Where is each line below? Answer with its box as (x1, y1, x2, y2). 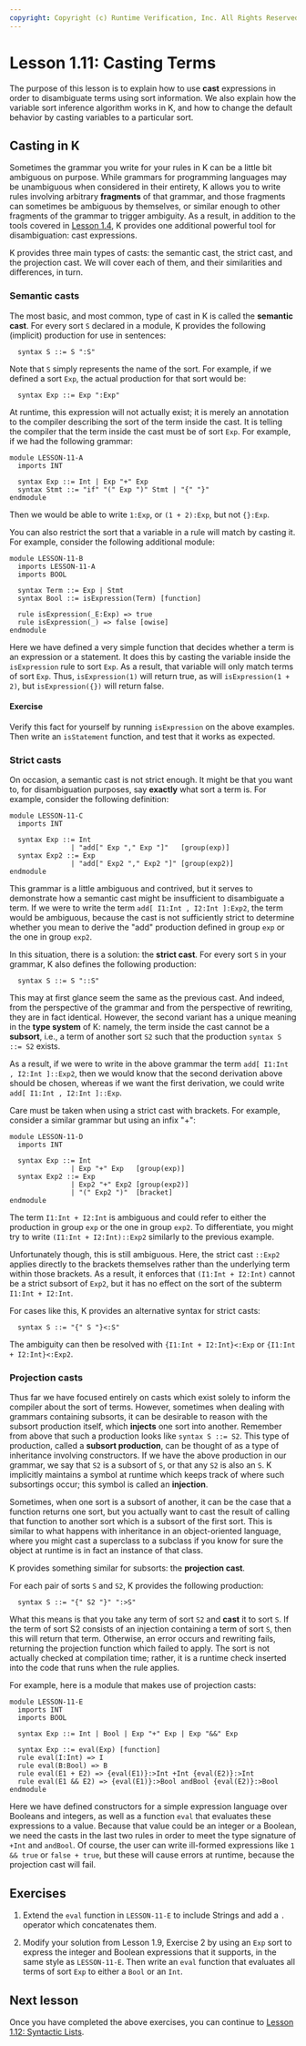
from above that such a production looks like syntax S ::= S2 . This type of (9, 1430, 290, 1441)
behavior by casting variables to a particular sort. (9, 111, 194, 123)
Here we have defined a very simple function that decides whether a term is (9, 641, 294, 652)
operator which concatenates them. (22, 1919, 158, 1930)
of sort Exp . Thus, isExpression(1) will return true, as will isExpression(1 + (9, 670, 290, 681)
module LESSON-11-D (9, 1133, 84, 1142)
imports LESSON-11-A (17, 562, 96, 571)
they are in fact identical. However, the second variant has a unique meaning (9, 1012, 297, 1023)
